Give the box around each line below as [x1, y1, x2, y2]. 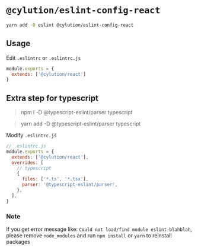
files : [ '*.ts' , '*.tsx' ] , [21, 176, 89, 182]
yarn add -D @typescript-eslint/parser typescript [20, 120, 141, 127]
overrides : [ [11, 159, 44, 166]
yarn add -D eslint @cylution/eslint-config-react [6, 22, 134, 28]
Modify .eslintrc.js [6, 132, 57, 139]
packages [6, 238, 31, 245]
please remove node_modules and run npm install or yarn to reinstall [6, 231, 172, 239]
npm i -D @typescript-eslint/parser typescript [20, 109, 133, 116]
